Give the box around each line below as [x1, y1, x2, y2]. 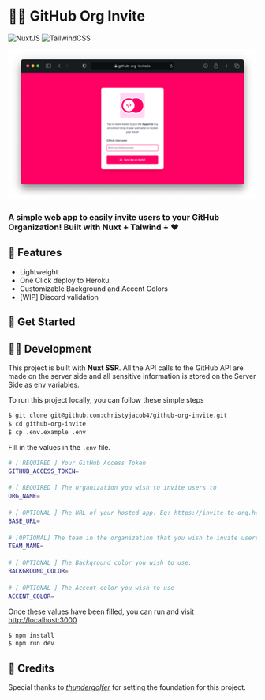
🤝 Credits [8, 661, 55, 675]
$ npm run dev [8, 640, 55, 648]
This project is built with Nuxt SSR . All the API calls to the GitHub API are [8, 363, 244, 373]
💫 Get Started [8, 316, 76, 329]
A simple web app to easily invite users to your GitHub [8, 212, 219, 223]
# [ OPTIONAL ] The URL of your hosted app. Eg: [8, 509, 171, 516]
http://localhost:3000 [8, 615, 77, 624]
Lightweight [19, 267, 58, 276]
